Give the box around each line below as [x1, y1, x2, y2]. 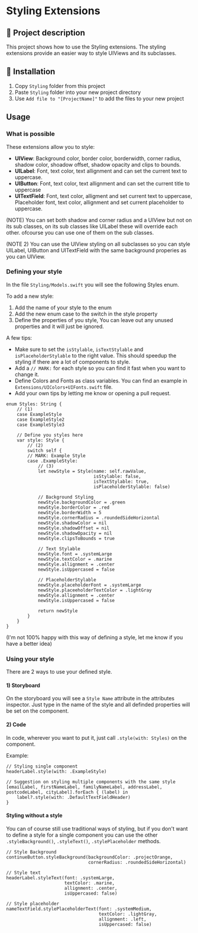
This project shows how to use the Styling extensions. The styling [6, 43, 167, 50]
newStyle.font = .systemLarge [37, 551, 112, 557]
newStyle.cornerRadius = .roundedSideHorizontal [37, 515, 160, 521]
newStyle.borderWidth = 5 [37, 509, 102, 515]
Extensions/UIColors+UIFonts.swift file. [14, 383, 113, 391]
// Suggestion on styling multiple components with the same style [6, 779, 176, 785]
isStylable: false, [93, 473, 142, 479]
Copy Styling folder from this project [14, 82, 105, 89]
